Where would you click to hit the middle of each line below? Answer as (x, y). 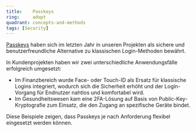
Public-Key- (173, 99)
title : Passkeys (30, 11)
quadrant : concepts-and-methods (46, 22)
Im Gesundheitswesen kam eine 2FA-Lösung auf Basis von (86, 99)
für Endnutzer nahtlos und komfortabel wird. (91, 93)
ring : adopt (26, 17)
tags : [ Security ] (27, 28)
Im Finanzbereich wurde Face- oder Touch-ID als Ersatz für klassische (100, 80)
